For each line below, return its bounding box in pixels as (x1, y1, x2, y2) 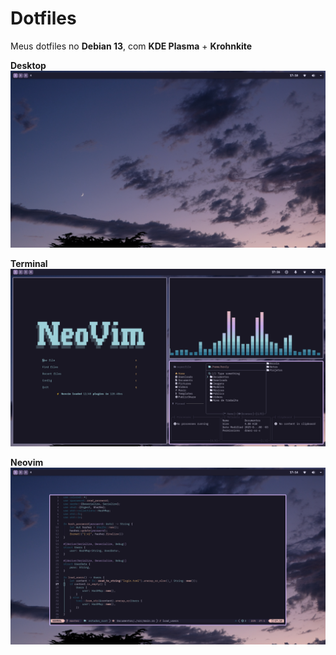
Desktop (10, 59, 47, 71)
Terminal (10, 258, 48, 270)
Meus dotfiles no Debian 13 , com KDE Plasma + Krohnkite (10, 40, 253, 52)
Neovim (10, 456, 44, 468)
